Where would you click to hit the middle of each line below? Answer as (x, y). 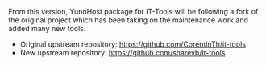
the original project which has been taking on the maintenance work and (128, 20)
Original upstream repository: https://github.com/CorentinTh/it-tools (133, 44)
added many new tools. (47, 28)
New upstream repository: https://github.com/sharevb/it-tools (123, 53)
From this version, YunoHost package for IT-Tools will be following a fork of (133, 12)
